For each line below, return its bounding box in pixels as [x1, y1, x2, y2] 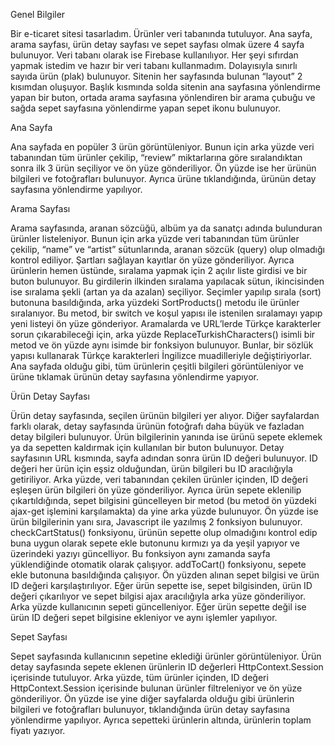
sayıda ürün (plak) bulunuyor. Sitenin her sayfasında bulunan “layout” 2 [10, 70, 303, 82]
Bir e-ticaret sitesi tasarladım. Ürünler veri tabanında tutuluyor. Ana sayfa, [10, 28, 313, 39]
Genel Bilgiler [10, 9, 66, 20]
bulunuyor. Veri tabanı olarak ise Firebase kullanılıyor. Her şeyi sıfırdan [10, 49, 299, 61]
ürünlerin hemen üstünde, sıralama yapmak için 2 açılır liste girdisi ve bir [10, 265, 308, 276]
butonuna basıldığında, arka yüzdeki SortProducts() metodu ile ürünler [10, 297, 300, 308]
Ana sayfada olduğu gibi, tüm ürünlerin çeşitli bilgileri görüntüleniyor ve [10, 360, 304, 372]
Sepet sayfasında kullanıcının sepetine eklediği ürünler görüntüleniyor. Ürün [10, 650, 322, 662]
